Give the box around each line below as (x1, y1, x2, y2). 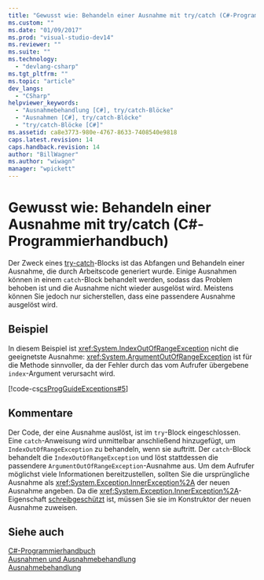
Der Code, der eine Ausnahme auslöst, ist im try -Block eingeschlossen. (8, 428, 241, 437)
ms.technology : (8, 56, 58, 64)
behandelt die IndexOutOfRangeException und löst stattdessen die (8, 453, 218, 462)
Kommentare (8, 406, 73, 420)
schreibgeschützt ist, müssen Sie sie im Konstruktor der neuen (48, 494, 251, 504)
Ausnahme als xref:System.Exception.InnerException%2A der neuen (8, 477, 230, 487)
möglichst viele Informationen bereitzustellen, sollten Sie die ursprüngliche (8, 469, 250, 479)
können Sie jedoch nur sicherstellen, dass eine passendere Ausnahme (8, 292, 236, 301)
